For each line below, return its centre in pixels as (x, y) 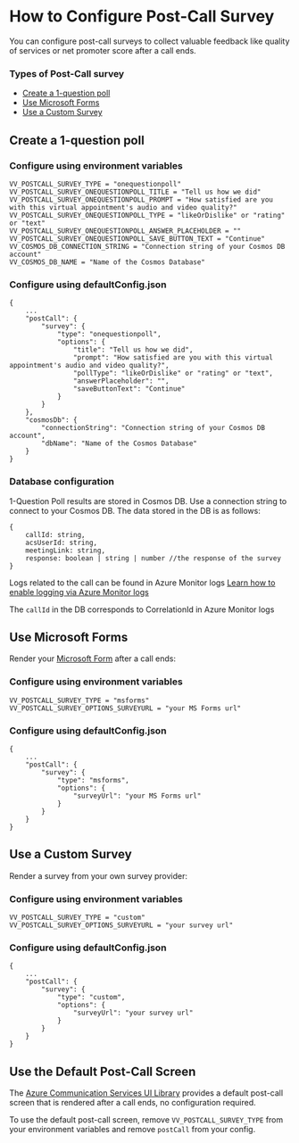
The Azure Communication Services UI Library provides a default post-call (146, 1093)
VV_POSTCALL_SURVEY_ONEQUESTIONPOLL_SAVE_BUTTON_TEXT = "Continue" (137, 238)
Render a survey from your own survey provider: (98, 875)
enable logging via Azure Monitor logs (79, 592)
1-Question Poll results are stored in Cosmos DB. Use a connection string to (148, 501)
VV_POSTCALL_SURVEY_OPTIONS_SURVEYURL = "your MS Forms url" (125, 708)
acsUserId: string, (62, 543)
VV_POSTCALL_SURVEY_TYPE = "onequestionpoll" (95, 184)
